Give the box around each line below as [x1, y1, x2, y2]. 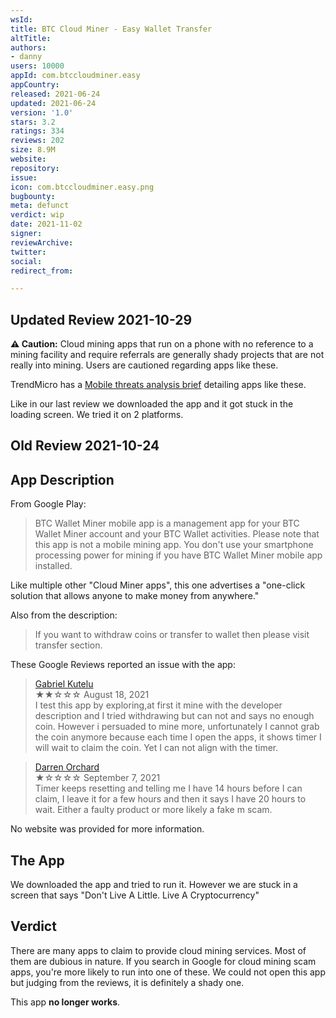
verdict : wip [10, 210, 65, 220]
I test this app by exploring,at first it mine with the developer [34, 699, 283, 711]
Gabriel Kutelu [34, 678, 94, 690]
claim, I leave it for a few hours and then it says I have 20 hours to [34, 793, 307, 805]
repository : [10, 163, 60, 173]
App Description [10, 471, 115, 488]
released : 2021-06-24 [10, 89, 101, 99]
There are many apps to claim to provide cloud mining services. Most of [10, 944, 307, 956]
